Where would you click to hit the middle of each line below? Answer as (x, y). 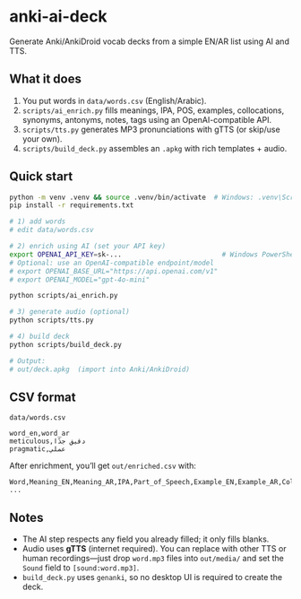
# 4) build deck (39, 337)
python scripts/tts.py (52, 320)
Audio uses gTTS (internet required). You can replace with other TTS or (154, 549)
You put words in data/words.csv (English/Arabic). (114, 100)
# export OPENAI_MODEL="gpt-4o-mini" (80, 280)
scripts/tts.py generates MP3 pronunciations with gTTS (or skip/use (151, 129)
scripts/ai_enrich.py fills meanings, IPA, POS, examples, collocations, (153, 110)
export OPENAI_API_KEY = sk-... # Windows (133, 254)
